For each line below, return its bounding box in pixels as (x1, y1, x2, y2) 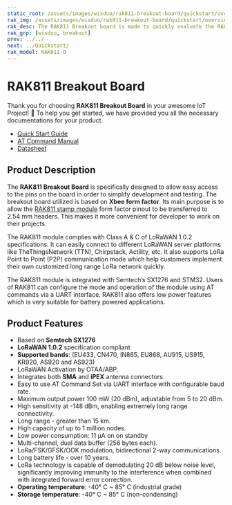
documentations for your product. (7, 116, 104, 125)
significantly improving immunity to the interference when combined (17, 468, 212, 477)
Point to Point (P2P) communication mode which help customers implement (7, 255, 222, 263)
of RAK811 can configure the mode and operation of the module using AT (7, 283, 215, 291)
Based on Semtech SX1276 (17, 336, 96, 345)
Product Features (7, 318, 84, 329)
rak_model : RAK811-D (7, 49, 67, 56)
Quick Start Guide (17, 129, 68, 138)
